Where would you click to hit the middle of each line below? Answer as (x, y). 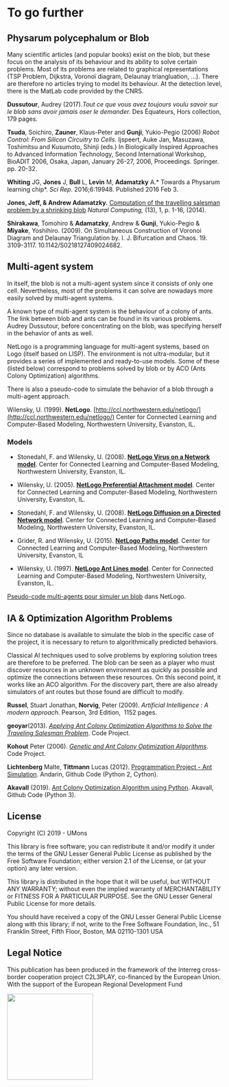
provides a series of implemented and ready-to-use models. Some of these (113, 361)
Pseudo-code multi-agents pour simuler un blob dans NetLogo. (97, 596)
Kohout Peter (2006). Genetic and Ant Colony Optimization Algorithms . (108, 746)
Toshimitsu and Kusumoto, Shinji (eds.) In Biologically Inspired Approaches (113, 147)
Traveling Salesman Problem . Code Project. (69, 732)
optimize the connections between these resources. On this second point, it (114, 677)
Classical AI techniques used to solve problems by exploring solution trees (112, 655)
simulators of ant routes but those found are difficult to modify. (96, 691)
